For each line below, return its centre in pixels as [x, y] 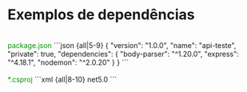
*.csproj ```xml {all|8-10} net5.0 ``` [62, 79]
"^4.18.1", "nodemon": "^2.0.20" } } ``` [68, 62]
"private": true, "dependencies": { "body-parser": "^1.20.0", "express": [123, 54]
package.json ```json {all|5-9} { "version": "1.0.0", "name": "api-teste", [122, 45]
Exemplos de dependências [101, 15]
